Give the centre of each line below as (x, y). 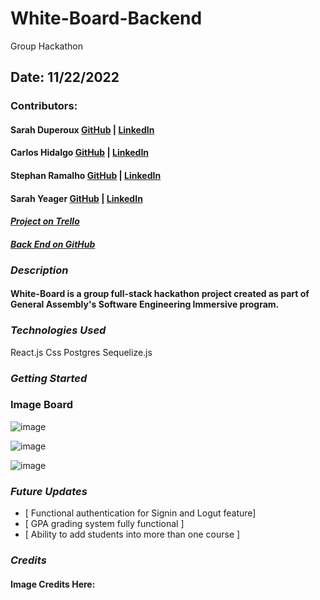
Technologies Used (58, 330)
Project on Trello (45, 221)
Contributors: (44, 106)
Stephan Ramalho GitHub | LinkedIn (86, 176)
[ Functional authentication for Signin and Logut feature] (140, 513)
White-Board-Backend (106, 18)
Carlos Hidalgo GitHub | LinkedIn (80, 153)
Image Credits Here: (53, 584)
